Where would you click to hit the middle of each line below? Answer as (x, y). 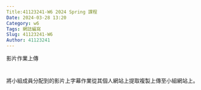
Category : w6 (23, 23)
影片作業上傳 (22, 58)
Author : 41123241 (28, 40)
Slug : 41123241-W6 (30, 35)
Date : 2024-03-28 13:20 (37, 18)
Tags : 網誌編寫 (24, 29)
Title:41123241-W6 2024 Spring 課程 (52, 12)
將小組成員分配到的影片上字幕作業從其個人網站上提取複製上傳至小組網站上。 (102, 81)
